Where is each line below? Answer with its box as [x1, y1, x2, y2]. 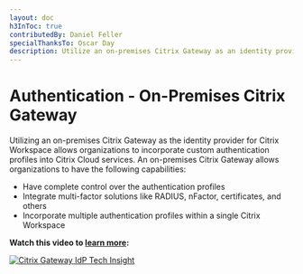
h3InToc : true [9, 22, 63, 31]
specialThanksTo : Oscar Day [9, 38, 115, 48]
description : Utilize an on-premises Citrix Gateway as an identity [9, 47, 272, 56]
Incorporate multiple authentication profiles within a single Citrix [22, 210, 261, 222]
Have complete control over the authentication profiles [22, 182, 225, 193]
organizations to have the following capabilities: [9, 164, 187, 175]
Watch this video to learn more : [9, 237, 130, 249]
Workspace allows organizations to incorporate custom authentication [9, 145, 271, 156]
